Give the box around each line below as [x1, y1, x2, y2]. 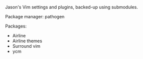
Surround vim [12, 43, 41, 49]
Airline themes [12, 38, 42, 44]
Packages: [5, 23, 27, 29]
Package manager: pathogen [5, 14, 65, 19]
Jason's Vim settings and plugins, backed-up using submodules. [5, 4, 138, 10]
